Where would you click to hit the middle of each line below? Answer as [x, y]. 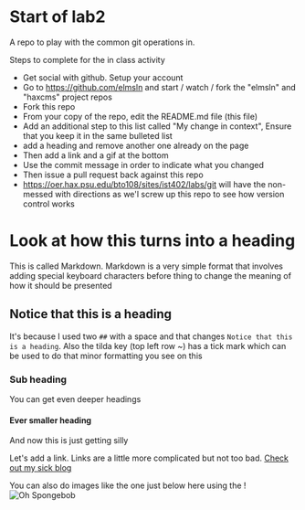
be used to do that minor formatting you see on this [106, 356]
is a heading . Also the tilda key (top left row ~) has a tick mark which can [148, 345]
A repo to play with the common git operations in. [102, 42]
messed [37, 194]
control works [48, 204]
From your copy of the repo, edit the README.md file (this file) [140, 116]
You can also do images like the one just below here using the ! [128, 485]
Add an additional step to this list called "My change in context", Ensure [157, 126]
